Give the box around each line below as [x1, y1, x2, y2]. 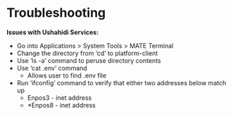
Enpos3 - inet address [27, 93, 92, 102]
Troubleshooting [6, 5, 106, 21]
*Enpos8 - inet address [27, 101, 96, 109]
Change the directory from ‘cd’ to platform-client [16, 49, 158, 57]
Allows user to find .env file [27, 71, 107, 80]
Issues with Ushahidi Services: [6, 28, 99, 36]
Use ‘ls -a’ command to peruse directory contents [16, 56, 161, 64]
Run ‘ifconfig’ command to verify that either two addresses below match [16, 78, 227, 87]
